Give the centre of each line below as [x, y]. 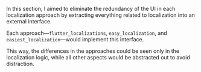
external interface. [29, 21]
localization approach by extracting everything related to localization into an [101, 15]
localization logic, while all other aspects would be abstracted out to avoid [98, 57]
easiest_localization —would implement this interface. [75, 39]
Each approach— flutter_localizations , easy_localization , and [87, 33]
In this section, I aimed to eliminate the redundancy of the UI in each [91, 9]
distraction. [20, 64]
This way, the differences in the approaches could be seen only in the [93, 51]
